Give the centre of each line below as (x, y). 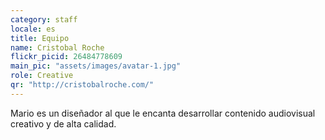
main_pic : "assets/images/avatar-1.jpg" (96, 66)
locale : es (33, 29)
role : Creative (42, 76)
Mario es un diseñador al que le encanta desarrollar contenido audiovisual (163, 113)
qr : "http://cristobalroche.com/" (82, 85)
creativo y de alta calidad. (63, 123)
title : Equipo (40, 38)
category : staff (44, 19)
